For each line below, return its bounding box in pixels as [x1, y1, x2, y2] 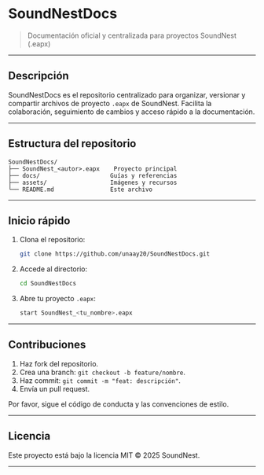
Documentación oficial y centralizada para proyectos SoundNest [27, 31, 237, 40]
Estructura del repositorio [8, 137, 137, 150]
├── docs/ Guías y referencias [8, 171, 178, 179]
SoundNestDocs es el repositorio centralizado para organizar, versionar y [8, 90, 246, 99]
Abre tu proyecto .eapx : [19, 294, 97, 304]
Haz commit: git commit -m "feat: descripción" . [19, 375, 181, 385]
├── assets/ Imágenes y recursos [8, 179, 178, 186]
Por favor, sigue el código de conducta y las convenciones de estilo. [8, 399, 229, 409]
